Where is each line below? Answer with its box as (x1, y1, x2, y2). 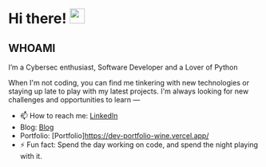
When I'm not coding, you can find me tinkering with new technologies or (8, 78, 250, 87)
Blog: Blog (19, 122, 54, 132)
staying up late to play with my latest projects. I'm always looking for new (8, 86, 249, 96)
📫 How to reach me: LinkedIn (19, 111, 118, 120)
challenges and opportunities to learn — (8, 95, 141, 104)
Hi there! (8, 10, 67, 28)
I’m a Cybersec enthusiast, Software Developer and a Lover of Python (8, 62, 238, 72)
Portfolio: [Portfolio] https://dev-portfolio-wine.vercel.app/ (19, 131, 209, 140)
